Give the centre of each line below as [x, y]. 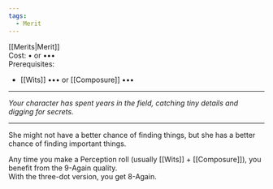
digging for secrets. [41, 111]
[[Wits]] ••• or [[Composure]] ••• [77, 79]
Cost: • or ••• [32, 55]
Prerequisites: [32, 64]
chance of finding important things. [67, 144]
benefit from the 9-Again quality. [63, 168]
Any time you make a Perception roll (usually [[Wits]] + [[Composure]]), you [135, 159]
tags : [17, 16]
